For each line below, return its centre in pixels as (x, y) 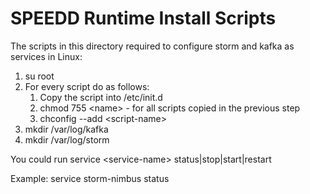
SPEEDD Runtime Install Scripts (143, 18)
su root (39, 76)
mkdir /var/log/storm (67, 139)
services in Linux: (46, 56)
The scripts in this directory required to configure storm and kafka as (152, 46)
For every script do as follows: (87, 86)
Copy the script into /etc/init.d (101, 97)
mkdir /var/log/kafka (66, 129)
